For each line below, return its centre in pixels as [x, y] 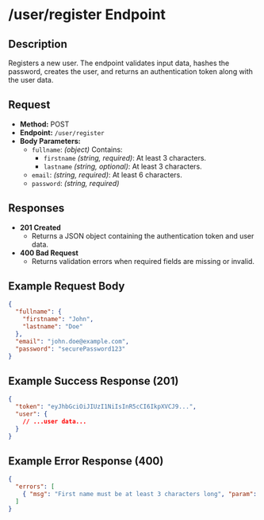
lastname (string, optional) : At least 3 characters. [122, 166]
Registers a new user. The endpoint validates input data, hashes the [119, 63]
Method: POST [44, 124]
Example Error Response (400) [86, 461]
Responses [36, 208]
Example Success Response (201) [94, 380]
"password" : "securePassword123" [71, 349]
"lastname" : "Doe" [53, 327]
